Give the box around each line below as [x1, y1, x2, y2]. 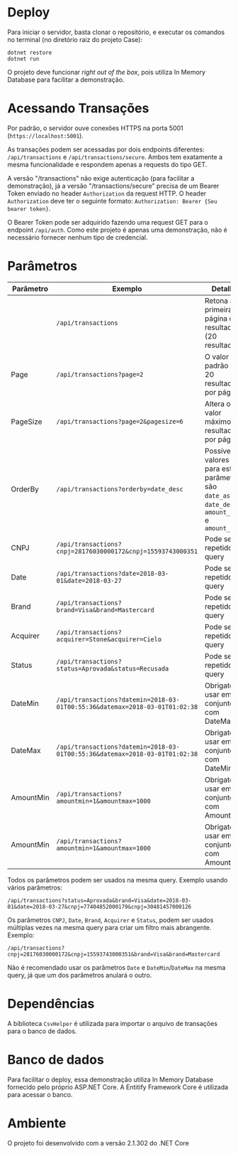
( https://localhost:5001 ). [7, 131, 84, 139]
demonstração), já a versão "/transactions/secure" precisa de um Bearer [7, 181, 220, 190]
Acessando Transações [7, 100, 149, 117]
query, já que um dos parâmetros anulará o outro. [7, 971, 152, 979]
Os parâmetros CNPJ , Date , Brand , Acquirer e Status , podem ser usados [7, 915, 214, 924]
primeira [204, 304, 232, 314]
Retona [204, 296, 229, 306]
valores [204, 454, 229, 464]
